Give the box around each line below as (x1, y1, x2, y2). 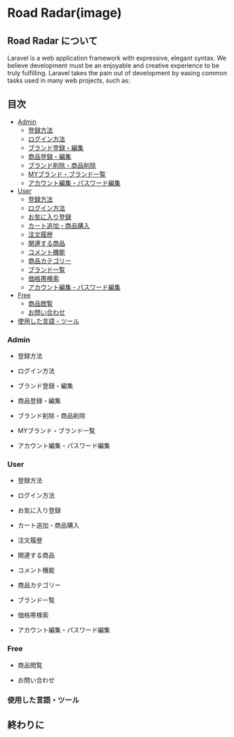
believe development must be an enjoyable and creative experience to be (7, 61, 220, 70)
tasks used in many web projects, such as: (7, 76, 131, 84)
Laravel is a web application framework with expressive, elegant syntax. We (7, 54, 227, 62)
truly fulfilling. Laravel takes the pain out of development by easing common (7, 69, 228, 77)
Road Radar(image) (7, 5, 122, 21)
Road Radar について (7, 34, 98, 46)
